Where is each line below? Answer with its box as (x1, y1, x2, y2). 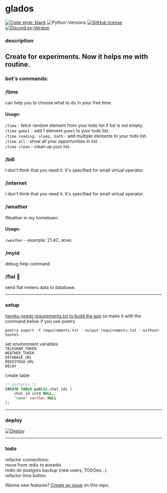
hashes (5, 332, 19, 337)
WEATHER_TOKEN (5, 350, 35, 356)
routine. (5, 60, 30, 69)
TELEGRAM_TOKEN (5, 346, 37, 351)
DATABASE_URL (5, 355, 32, 360)
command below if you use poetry (5, 318, 76, 324)
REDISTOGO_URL (5, 359, 35, 364)
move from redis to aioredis (5, 462, 62, 468)
